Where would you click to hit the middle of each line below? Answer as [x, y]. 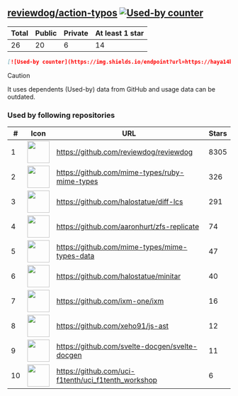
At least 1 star [119, 33]
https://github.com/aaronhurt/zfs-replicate [128, 226]
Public [46, 33]
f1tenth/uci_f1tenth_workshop [107, 380]
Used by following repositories [61, 115]
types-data [75, 255]
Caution [19, 75]
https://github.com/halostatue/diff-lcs [120, 202]
